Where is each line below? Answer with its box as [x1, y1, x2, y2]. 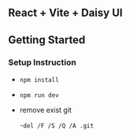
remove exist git [19, 106, 72, 115]
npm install [19, 76, 59, 84]
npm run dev [19, 91, 59, 99]
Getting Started [8, 33, 86, 47]
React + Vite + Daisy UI [8, 6, 123, 20]
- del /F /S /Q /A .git [19, 121, 95, 130]
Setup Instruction [8, 57, 76, 68]
